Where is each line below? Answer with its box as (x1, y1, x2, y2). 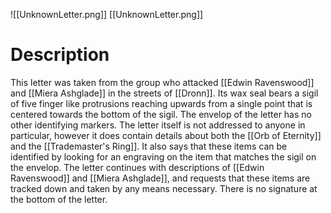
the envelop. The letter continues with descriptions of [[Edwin (10, 161, 265, 173)
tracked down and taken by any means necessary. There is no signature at (10, 182, 318, 194)
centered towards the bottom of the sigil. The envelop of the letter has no (10, 108, 312, 120)
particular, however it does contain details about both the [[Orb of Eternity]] (10, 129, 322, 141)
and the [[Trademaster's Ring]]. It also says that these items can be (10, 140, 288, 152)
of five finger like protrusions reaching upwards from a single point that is (10, 97, 313, 109)
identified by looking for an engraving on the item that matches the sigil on (10, 150, 317, 163)
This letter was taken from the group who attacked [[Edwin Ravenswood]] (10, 76, 315, 88)
